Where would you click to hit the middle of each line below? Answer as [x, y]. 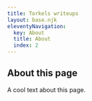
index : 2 [26, 45]
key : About [29, 33]
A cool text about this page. [46, 89]
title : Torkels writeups [43, 13]
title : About [32, 39]
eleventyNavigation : [37, 26]
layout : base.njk [32, 20]
